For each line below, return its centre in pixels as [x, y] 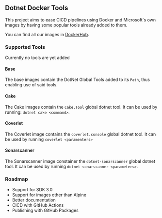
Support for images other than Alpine [49, 195]
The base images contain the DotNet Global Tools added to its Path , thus [78, 79]
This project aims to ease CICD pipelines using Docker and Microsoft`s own [81, 20]
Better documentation [34, 200]
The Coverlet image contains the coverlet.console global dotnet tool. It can [81, 134]
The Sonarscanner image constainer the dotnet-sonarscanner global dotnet [80, 161]
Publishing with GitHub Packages [45, 210]
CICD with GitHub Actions [38, 205]
